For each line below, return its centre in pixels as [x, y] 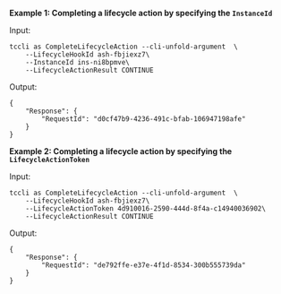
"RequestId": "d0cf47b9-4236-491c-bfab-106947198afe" [144, 119]
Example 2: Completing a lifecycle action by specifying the [121, 151]
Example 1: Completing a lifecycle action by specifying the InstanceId [141, 13]
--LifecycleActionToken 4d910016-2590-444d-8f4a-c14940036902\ [146, 209]
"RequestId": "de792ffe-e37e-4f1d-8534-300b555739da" [144, 265]
